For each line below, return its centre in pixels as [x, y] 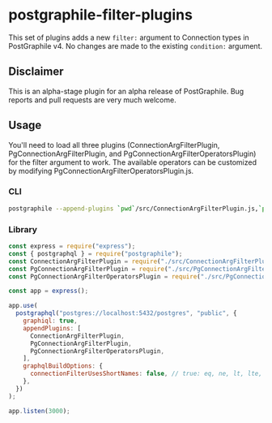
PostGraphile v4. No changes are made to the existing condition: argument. [136, 45]
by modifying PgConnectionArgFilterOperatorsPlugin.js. [101, 170]
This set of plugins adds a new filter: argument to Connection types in [129, 37]
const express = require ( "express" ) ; [72, 246]
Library [23, 229]
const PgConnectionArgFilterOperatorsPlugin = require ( [104, 276]
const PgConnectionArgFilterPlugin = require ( [88, 269]
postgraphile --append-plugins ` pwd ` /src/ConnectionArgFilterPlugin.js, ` [136, 209]
